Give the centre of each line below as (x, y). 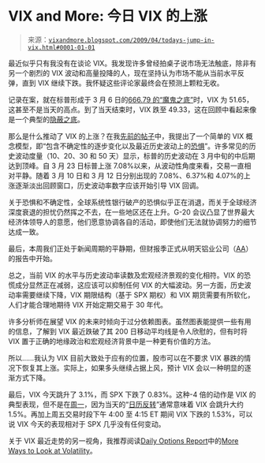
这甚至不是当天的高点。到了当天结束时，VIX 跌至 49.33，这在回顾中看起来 (129, 109)
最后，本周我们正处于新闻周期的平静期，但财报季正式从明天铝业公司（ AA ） (131, 248)
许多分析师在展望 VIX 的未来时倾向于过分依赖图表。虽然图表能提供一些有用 (130, 321)
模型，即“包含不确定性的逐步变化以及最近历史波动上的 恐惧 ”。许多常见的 (132, 146)
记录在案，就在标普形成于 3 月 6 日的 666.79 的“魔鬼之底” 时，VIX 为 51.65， (131, 99)
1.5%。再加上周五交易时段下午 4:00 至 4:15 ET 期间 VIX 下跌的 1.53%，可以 (131, 414)
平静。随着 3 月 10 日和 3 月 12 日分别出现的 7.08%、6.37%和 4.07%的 (129, 175)
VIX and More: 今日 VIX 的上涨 (108, 16)
